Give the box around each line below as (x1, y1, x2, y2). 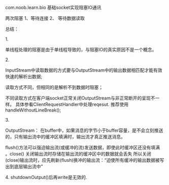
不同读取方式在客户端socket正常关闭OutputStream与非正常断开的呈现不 (5, 95, 155, 101)
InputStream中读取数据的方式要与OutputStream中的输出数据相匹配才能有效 (5, 67, 162, 73)
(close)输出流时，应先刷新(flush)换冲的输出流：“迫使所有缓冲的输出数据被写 (5, 157, 164, 163)
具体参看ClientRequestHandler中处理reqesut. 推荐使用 (15, 101, 128, 107)
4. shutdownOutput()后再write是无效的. (5, 174, 87, 180)
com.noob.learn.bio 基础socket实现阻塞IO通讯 (5, 5, 102, 10)
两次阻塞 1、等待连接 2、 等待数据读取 (5, 15, 85, 21)
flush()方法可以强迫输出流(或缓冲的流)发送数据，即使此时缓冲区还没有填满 (5, 144, 160, 151)
